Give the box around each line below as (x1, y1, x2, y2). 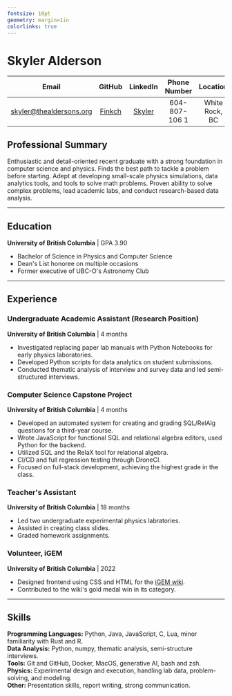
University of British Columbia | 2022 (7, 564, 116, 572)
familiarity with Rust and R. (7, 637, 84, 646)
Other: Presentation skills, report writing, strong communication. (7, 681, 191, 690)
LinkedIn (128, 82, 159, 92)
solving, (7, 674, 30, 682)
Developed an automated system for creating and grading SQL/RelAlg (17, 419, 216, 427)
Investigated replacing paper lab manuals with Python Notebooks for (17, 343, 213, 351)
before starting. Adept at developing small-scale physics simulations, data (7, 172, 218, 180)
